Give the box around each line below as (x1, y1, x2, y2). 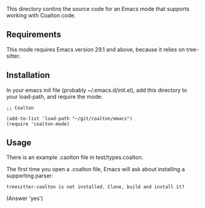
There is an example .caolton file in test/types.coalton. (6, 153, 144, 161)
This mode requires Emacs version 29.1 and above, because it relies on (6, 45, 185, 53)
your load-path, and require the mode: (6, 93, 103, 100)
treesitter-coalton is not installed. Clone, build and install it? (6, 184, 185, 190)
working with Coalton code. (6, 12, 76, 19)
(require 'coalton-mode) (6, 121, 70, 127)
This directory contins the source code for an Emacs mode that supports (6, 6, 190, 12)
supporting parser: (6, 172, 54, 180)
